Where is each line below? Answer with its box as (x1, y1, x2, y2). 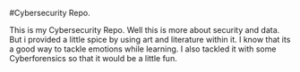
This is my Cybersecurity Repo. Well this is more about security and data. (9, 25, 280, 35)
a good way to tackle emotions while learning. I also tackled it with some (9, 44, 277, 54)
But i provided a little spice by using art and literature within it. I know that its (9, 35, 291, 44)
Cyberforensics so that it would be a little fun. (9, 53, 177, 63)
